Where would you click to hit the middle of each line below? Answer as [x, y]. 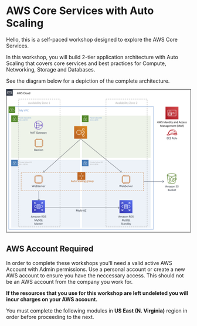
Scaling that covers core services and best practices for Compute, [86, 63]
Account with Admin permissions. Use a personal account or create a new [96, 269]
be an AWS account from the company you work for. [69, 281]
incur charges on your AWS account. [52, 299]
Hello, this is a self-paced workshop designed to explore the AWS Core [92, 39]
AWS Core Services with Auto [80, 11]
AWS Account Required [50, 249]
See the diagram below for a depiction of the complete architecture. [88, 81]
